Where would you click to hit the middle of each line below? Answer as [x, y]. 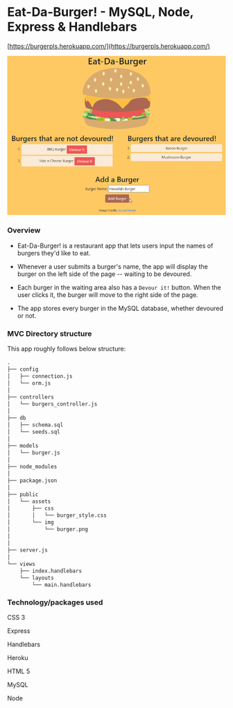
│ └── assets [29, 501]
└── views [21, 564]
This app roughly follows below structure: [67, 349]
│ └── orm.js [29, 383]
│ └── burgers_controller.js [52, 404]
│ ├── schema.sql [35, 425]
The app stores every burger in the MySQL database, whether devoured [120, 308]
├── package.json [32, 481]
